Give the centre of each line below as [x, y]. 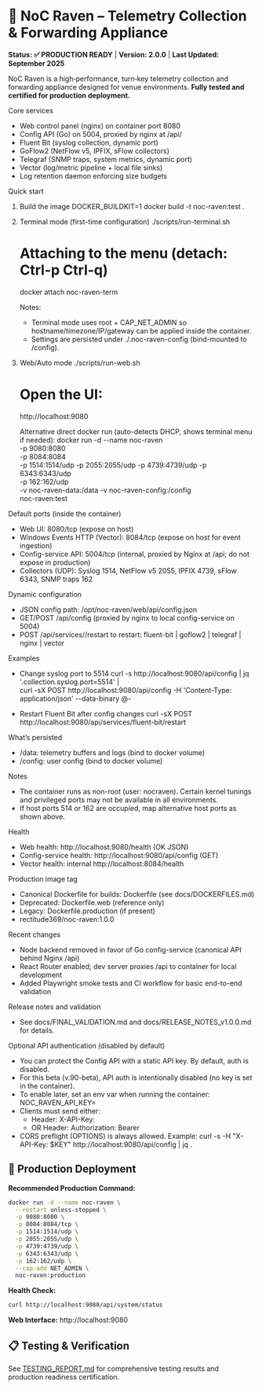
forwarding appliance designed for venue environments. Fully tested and [126, 87]
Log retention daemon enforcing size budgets [93, 175]
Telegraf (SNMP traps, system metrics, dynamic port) [106, 159]
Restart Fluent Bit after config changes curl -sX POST [106, 713]
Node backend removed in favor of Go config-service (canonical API [130, 949]
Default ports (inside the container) [65, 514]
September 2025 [36, 63]
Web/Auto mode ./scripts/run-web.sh [80, 363]
